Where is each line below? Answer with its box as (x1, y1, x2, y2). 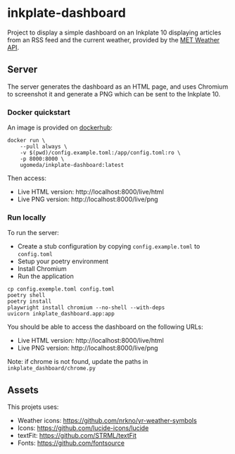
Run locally (7, 213, 46, 222)
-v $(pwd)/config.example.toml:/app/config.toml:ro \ (20, 149, 181, 156)
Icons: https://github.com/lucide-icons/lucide (17, 424, 149, 432)
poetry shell (7, 292, 46, 299)
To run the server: (7, 229, 60, 237)
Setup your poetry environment (17, 257, 109, 265)
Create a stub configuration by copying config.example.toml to (17, 242, 201, 251)
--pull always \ (20, 143, 68, 151)
